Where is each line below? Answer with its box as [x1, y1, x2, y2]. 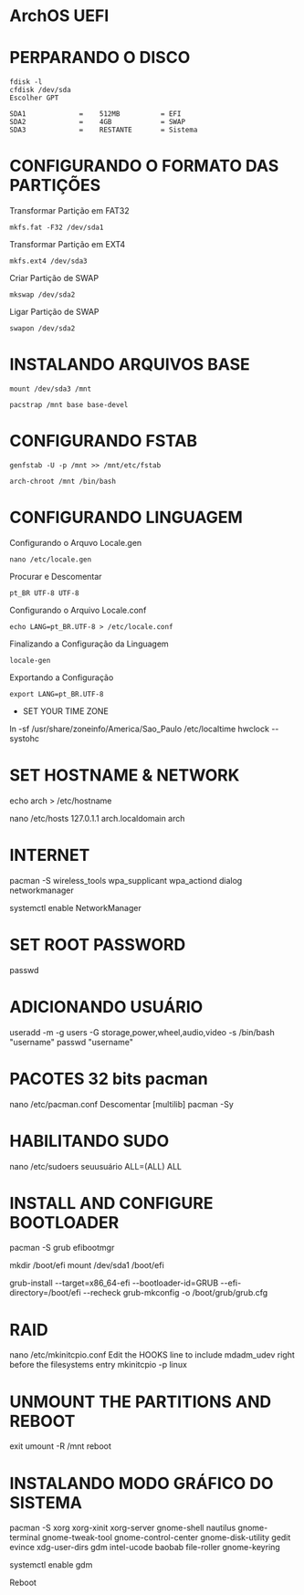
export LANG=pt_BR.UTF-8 [9, 689, 104, 698]
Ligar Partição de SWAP [9, 307, 100, 318]
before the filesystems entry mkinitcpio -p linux [9, 1359, 187, 1370]
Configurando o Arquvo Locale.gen [9, 537, 142, 548]
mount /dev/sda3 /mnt [9, 384, 92, 394]
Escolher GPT [9, 93, 59, 103]
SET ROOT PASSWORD [9, 934, 186, 955]
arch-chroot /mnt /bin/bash [9, 477, 117, 486]
